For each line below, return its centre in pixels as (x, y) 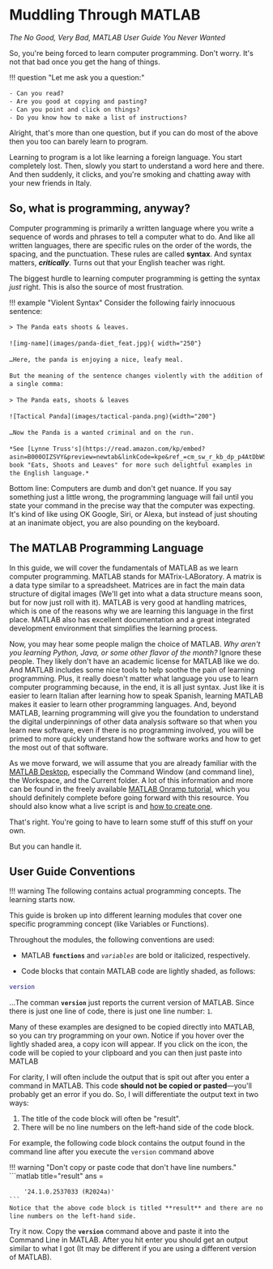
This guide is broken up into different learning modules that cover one (126, 915)
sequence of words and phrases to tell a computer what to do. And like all (132, 236)
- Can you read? (36, 93)
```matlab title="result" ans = (57, 1176)
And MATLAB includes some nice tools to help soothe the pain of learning (132, 669)
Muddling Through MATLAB (105, 15)
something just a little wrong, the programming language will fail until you (131, 497)
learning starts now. (42, 900)
